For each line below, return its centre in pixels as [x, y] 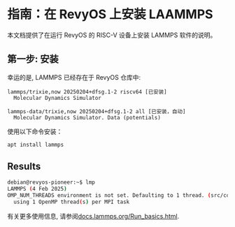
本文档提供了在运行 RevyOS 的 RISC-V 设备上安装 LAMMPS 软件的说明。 [112, 35]
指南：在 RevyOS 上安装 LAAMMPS [110, 14]
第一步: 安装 [33, 59]
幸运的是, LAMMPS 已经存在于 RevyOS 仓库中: [74, 77]
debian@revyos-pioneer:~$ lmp [51, 182]
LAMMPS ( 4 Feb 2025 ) [37, 189]
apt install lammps [36, 145]
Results [24, 167]
